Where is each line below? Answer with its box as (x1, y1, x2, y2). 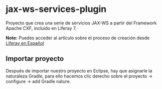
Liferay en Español (6, 40, 44, 46)
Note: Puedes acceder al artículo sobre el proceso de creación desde (6, 35, 150, 41)
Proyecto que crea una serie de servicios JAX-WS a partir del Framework (6, 20, 157, 26)
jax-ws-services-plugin (6, 3, 107, 15)
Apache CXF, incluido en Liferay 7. (6, 25, 77, 31)
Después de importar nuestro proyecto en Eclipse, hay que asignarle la (6, 68, 152, 74)
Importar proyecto (6, 55, 64, 63)
